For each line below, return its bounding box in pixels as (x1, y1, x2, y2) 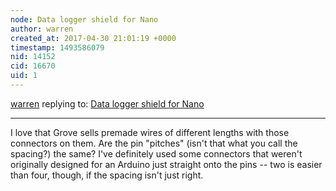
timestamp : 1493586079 (10, 42, 105, 53)
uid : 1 (10, 71, 38, 81)
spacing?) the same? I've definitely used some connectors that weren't (10, 147, 303, 160)
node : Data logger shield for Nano (10, 14, 159, 25)
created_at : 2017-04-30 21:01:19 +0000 (10, 33, 177, 43)
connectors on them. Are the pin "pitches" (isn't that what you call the (10, 137, 298, 149)
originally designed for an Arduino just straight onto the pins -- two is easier (10, 158, 323, 170)
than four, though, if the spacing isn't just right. (10, 169, 204, 181)
